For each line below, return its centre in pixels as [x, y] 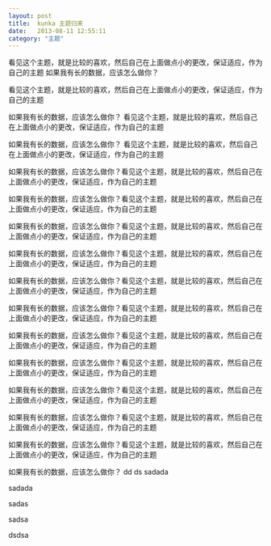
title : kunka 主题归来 [46, 23]
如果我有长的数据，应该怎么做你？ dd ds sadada [89, 472]
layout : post [30, 16]
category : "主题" [36, 38]
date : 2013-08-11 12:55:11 [57, 31]
